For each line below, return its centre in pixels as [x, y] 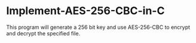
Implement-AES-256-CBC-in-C [85, 11]
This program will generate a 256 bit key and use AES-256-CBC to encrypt [98, 27]
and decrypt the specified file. [43, 33]
